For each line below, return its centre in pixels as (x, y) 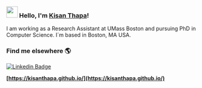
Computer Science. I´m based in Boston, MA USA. (69, 35)
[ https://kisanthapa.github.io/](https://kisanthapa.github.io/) (86, 78)
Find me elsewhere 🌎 (39, 51)
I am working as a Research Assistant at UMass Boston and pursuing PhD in (101, 29)
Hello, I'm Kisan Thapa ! (54, 15)
